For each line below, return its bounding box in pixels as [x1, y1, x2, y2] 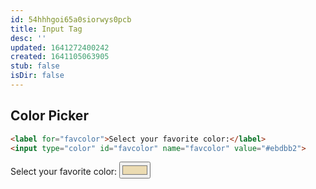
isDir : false [10, 71, 65, 81]
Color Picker [10, 107, 89, 125]
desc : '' [10, 33, 47, 43]
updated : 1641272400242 [10, 42, 110, 53]
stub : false [10, 61, 60, 71]
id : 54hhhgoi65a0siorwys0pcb [10, 14, 132, 25]
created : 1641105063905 [10, 52, 110, 62]
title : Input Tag [10, 24, 83, 34]
